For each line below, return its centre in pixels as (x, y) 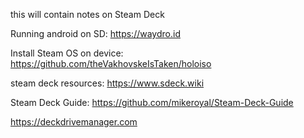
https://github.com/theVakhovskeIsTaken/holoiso (111, 63)
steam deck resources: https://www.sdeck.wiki (107, 83)
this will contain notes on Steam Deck (87, 14)
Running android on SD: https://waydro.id (95, 33)
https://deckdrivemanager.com (74, 122)
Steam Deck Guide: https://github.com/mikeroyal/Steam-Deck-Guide (152, 102)
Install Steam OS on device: (67, 53)
